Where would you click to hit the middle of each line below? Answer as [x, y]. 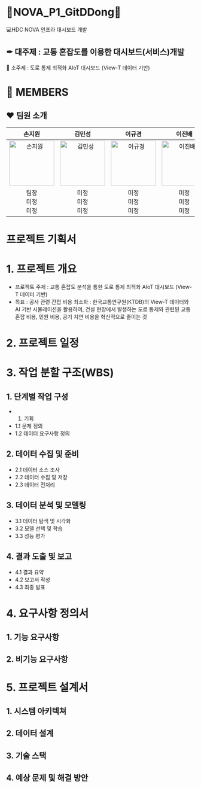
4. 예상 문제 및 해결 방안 [47, 778]
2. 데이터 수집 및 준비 [43, 454]
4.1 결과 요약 [29, 572]
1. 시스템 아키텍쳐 [36, 711]
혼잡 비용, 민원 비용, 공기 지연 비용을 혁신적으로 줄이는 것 [81, 317]
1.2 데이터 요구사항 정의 [42, 434]
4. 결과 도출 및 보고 [39, 557]
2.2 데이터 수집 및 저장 [41, 477]
